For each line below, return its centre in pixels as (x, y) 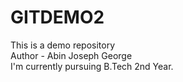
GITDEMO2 (57, 17)
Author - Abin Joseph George (71, 55)
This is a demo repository (63, 45)
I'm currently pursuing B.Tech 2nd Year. (92, 66)
